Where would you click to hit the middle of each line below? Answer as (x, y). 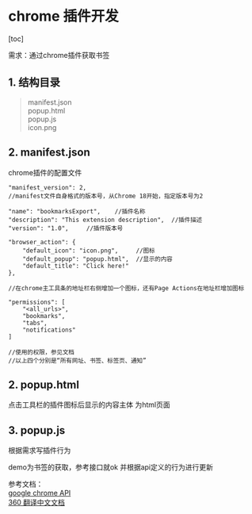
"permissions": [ (37, 302)
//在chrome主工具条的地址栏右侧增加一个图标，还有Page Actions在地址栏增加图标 (126, 288)
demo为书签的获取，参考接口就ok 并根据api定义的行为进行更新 (111, 467)
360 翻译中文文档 (37, 502)
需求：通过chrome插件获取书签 (59, 55)
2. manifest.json (49, 153)
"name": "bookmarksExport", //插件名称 (77, 211)
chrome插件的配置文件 (45, 172)
